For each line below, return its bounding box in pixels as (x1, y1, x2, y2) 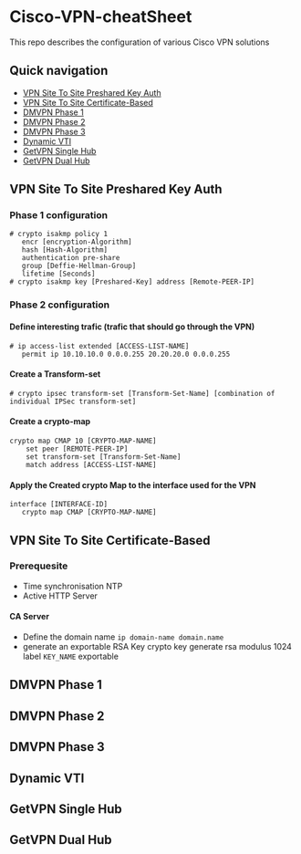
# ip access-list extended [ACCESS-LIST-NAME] (9, 341, 190, 350)
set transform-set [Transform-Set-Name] (26, 452, 182, 462)
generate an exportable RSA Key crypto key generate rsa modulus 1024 (22, 641, 292, 652)
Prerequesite (9, 559, 68, 572)
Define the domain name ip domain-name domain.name (22, 631, 224, 642)
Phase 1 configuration (9, 209, 109, 222)
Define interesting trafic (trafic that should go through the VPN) (9, 321, 255, 332)
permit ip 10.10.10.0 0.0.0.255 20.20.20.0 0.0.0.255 (21, 349, 231, 359)
